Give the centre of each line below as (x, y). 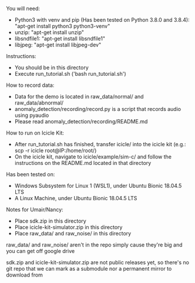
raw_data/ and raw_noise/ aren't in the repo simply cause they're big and (95, 245)
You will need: (23, 9)
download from (24, 275)
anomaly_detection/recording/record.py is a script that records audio (97, 109)
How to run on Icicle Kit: (35, 133)
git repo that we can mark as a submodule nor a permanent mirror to (89, 269)
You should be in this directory (52, 68)
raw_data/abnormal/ (39, 103)
